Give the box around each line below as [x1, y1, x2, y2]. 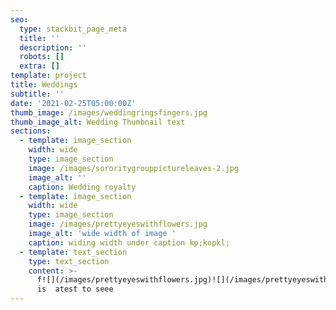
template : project [10, 71, 87, 81]
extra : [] [19, 61, 60, 71]
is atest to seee [36, 284, 114, 295]
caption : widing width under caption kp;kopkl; [28, 237, 230, 248]
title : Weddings [10, 80, 78, 90]
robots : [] [19, 52, 65, 62]
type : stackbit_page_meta [19, 24, 128, 34]
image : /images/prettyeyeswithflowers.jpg [28, 219, 208, 230]
